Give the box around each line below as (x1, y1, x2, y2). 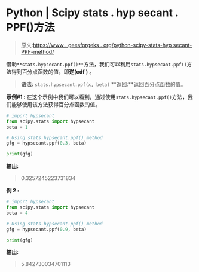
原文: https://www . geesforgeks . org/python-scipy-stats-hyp (20, 41, 172, 48)
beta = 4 (6, 210, 28, 216)
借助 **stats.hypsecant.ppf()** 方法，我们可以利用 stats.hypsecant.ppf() (6, 60, 187, 68)
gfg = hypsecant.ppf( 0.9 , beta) (6, 226, 87, 233)
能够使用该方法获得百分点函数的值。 (11, 100, 100, 108)
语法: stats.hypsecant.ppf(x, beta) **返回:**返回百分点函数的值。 (20, 81, 186, 88)
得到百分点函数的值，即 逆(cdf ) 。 (11, 68, 95, 75)
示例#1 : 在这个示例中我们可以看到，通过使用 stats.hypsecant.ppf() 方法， (6, 93, 188, 100)
